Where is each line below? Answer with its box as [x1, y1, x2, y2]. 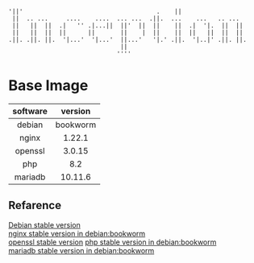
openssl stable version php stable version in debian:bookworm [8, 237, 217, 247]
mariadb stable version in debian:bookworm [8, 245, 155, 255]
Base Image [8, 76, 89, 95]
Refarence [8, 199, 62, 212]
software [12, 105, 48, 117]
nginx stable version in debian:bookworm [8, 228, 146, 238]
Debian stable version [8, 220, 81, 229]
